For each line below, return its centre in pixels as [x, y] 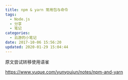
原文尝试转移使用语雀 [27, 62]
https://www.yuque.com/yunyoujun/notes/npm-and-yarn [64, 72]
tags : [11, 14]
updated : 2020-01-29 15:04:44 [37, 47]
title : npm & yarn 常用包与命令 [37, 10]
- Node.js [20, 19]
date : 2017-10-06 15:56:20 [33, 42]
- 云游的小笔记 [23, 38]
